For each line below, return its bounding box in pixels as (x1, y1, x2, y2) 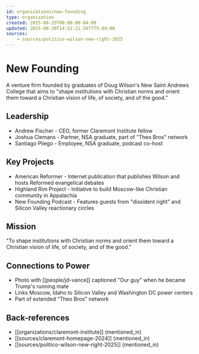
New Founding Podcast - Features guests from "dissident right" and (14, 198, 181, 205)
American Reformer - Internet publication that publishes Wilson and (14, 173, 180, 180)
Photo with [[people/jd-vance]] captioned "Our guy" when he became (14, 277, 186, 284)
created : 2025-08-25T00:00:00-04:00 (6, 20, 97, 26)
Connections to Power (6, 261, 90, 271)
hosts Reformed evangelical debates (14, 179, 105, 186)
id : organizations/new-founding (6, 8, 86, 15)
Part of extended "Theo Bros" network (14, 295, 109, 303)
